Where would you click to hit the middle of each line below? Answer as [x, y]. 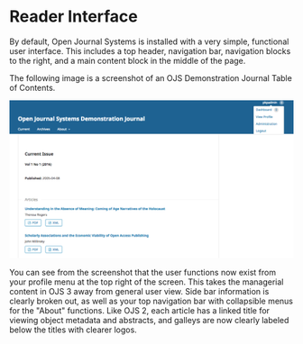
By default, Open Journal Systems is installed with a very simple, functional [149, 41]
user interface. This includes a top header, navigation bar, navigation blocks [150, 50]
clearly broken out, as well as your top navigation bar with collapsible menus [151, 301]
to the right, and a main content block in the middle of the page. [128, 60]
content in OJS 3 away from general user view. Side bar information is [139, 291]
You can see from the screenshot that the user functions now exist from [143, 272]
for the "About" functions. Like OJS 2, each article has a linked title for [140, 310]
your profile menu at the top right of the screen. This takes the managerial [147, 282]
